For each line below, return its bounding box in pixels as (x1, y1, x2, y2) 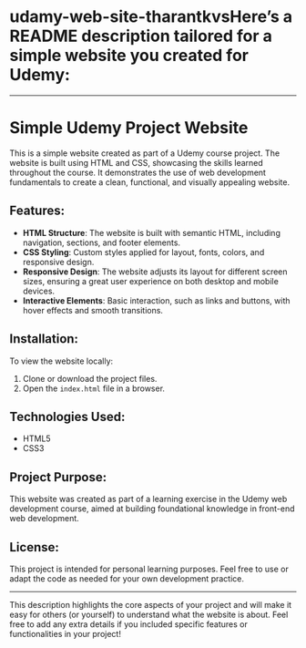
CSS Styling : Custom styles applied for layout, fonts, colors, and (22, 246, 265, 257)
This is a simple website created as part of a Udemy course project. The (9, 148, 280, 159)
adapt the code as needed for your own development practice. (9, 572, 244, 584)
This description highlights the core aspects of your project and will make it (9, 599, 292, 610)
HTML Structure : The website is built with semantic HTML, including (22, 227, 280, 238)
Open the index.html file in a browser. (22, 383, 166, 394)
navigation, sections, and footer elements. (22, 237, 180, 248)
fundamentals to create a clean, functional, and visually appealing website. (9, 176, 290, 188)
